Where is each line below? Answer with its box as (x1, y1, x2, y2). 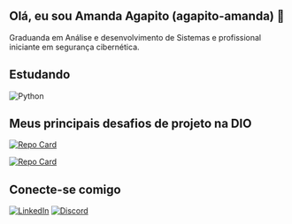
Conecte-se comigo (9, 182, 121, 197)
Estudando (9, 67, 71, 82)
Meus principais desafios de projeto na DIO (9, 116, 252, 131)
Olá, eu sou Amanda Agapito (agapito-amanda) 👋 (9, 9, 285, 24)
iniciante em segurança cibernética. (9, 41, 140, 52)
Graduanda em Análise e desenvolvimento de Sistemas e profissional (9, 32, 262, 42)
